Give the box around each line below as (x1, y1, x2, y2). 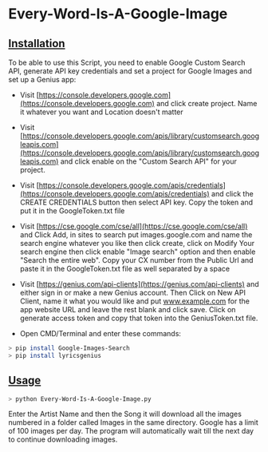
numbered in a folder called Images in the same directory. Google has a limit (8, 418, 259, 427)
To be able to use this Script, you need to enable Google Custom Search (8, 57, 246, 67)
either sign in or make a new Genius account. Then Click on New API (19, 288, 246, 297)
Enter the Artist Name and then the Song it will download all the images (8, 409, 242, 419)
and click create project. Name (156, 99, 258, 108)
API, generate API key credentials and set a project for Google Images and (8, 66, 253, 76)
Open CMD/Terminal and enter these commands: (19, 329, 182, 338)
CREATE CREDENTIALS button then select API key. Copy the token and (19, 197, 254, 207)
